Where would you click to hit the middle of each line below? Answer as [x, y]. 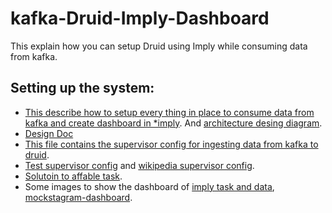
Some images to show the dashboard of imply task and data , [149, 186]
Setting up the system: [82, 88]
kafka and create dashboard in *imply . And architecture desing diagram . [173, 123]
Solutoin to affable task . [73, 176]
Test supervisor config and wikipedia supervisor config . [139, 165]
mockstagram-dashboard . [78, 197]
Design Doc [49, 133]
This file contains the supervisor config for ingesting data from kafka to [171, 144]
